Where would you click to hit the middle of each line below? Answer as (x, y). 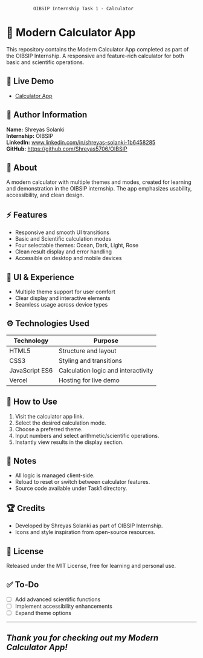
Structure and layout (87, 351)
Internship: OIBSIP (30, 135)
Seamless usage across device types (61, 305)
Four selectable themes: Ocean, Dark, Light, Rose (77, 246)
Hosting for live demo (89, 380)
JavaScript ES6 (31, 370)
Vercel (18, 380)
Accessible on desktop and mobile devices (68, 258)
